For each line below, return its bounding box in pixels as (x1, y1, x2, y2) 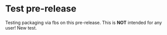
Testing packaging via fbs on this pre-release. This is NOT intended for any (5, 19, 162, 25)
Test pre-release (5, 3, 77, 14)
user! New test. (5, 24, 37, 30)
